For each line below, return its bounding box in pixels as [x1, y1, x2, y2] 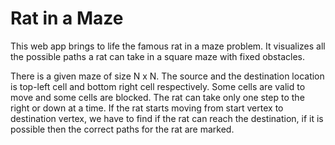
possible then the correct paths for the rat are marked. [10, 123, 235, 135]
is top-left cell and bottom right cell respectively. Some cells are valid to [10, 80, 306, 92]
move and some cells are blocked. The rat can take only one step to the [10, 91, 305, 103]
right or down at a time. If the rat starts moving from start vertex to [10, 102, 284, 114]
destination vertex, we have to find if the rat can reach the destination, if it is [10, 112, 324, 124]
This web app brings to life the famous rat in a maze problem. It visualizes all [10, 40, 326, 52]
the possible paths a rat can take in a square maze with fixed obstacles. [10, 50, 305, 62]
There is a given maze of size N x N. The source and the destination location [10, 70, 325, 82]
